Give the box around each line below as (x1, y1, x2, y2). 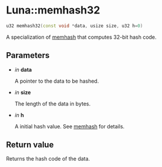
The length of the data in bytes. (14, 100, 91, 107)
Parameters (6, 50, 50, 60)
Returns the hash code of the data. (6, 155, 90, 162)
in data (14, 66, 32, 73)
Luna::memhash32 (6, 4, 100, 17)
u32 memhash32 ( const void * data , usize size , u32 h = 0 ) (6, 23, 143, 29)
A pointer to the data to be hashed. (14, 77, 99, 84)
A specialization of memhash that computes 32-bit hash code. (6, 33, 157, 40)
